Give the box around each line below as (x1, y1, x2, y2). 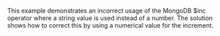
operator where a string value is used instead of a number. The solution (7, 14, 213, 22)
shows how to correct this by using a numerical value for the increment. (7, 21, 214, 29)
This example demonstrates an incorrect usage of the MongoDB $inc (7, 7, 206, 15)
